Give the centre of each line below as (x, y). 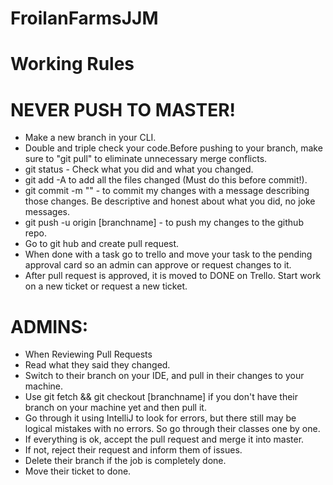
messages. (47, 212)
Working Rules (72, 64)
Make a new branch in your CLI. (90, 138)
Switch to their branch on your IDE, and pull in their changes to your (164, 376)
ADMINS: (49, 326)
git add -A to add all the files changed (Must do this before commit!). (166, 180)
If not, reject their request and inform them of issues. (133, 450)
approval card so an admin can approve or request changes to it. (158, 265)
